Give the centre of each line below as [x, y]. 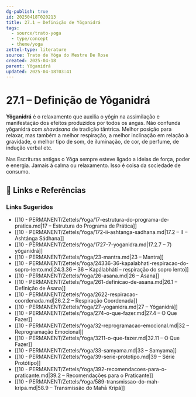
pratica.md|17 [31, 226]
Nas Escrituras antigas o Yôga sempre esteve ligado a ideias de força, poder [98, 160]
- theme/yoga [27, 45]
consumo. [18, 172]
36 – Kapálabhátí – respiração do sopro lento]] [133, 269]
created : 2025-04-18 [31, 60]
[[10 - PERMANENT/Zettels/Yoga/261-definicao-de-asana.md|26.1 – [96, 281]
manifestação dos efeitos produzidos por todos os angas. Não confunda [93, 123]
